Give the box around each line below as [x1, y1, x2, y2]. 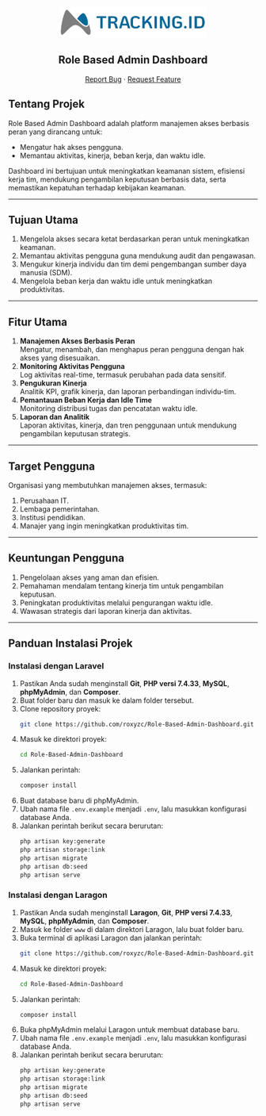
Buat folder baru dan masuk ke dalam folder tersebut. [19, 696, 194, 705]
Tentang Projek [8, 98, 85, 111]
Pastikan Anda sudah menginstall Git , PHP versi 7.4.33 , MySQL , [19, 678, 230, 688]
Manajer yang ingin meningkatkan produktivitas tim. [19, 521, 189, 531]
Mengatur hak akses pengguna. [19, 142, 124, 151]
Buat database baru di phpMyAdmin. [19, 796, 139, 806]
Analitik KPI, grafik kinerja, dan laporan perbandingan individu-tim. [19, 387, 237, 397]
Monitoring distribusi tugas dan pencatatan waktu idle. [19, 404, 198, 413]
